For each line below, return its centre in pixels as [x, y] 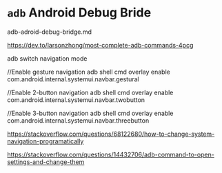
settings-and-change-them [46, 162]
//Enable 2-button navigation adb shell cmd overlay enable [90, 92]
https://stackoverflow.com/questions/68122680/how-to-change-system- [111, 134]
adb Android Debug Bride [79, 13]
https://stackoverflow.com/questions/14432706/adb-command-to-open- [111, 154]
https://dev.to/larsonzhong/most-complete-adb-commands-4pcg [100, 45]
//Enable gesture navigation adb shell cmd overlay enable [89, 72]
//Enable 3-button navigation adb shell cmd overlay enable [90, 113]
